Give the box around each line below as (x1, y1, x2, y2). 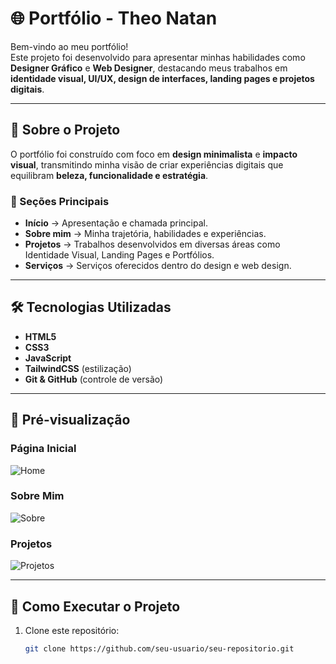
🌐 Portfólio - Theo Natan (10, 7, 218, 30)
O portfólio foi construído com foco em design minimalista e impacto (10, 148, 298, 160)
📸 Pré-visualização (10, 412, 131, 429)
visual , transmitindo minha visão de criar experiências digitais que (10, 158, 284, 171)
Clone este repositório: (24, 624, 120, 636)
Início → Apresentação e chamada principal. (24, 217, 208, 229)
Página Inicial (10, 442, 77, 456)
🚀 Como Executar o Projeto (10, 598, 181, 615)
